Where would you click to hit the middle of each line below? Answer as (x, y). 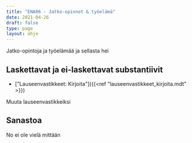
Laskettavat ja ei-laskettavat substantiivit (85, 69)
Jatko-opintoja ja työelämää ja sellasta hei (57, 51)
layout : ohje (22, 34)
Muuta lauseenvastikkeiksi (39, 101)
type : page (20, 28)
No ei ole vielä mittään (33, 135)
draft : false (22, 23)
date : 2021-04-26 (28, 17)
